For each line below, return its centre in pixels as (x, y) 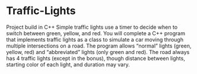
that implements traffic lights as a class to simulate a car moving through (95, 39)
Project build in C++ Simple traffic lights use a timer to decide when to (92, 27)
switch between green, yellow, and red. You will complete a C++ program (96, 33)
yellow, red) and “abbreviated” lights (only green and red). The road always (98, 52)
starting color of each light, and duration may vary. (68, 64)
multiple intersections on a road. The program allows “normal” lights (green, (99, 46)
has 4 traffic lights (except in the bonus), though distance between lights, (96, 58)
